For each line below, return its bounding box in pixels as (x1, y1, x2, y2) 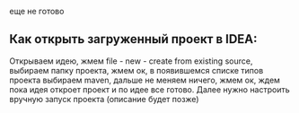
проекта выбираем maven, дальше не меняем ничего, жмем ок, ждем (9, 74, 281, 85)
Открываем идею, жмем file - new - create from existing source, (9, 56, 253, 66)
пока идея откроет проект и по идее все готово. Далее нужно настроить (9, 83, 290, 95)
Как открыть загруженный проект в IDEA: (9, 31, 258, 47)
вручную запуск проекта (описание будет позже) (9, 93, 199, 104)
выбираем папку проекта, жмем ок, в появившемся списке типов (9, 65, 264, 75)
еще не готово (9, 6, 65, 16)
